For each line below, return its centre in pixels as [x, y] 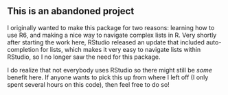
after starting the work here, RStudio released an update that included [106, 42]
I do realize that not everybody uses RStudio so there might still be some [110, 70]
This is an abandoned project [71, 11]
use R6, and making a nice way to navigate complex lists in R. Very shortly [112, 35]
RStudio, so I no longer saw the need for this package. [84, 57]
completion [23, 49]
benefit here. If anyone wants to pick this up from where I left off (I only [108, 77]
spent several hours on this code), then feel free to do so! [88, 84]
